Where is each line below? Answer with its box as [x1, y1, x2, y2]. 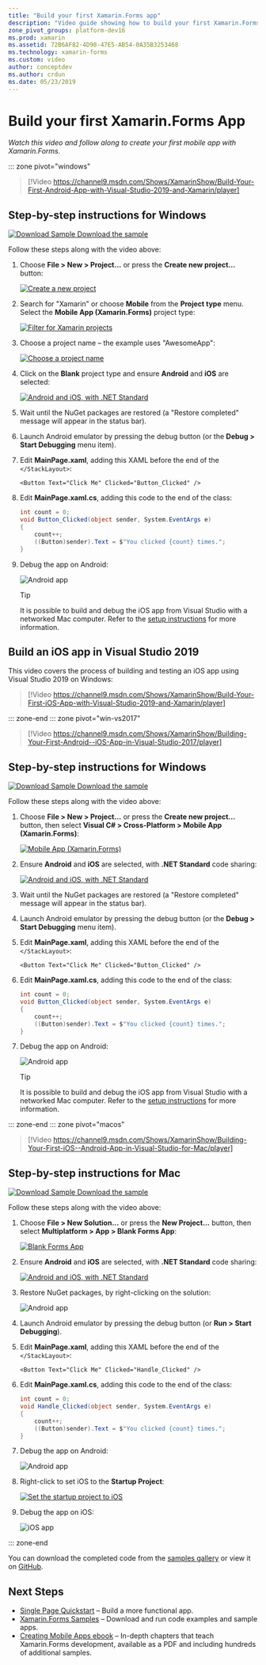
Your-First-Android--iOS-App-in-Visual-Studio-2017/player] [27, 738, 222, 747]
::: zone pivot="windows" [8, 161, 91, 171]
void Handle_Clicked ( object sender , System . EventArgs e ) [19, 1402, 212, 1411]
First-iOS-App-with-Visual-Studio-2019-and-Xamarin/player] [27, 698, 226, 708]
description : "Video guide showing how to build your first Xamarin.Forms [8, 19, 260, 27]
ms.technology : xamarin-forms [8, 48, 108, 56]
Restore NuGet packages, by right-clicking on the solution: [19, 1288, 211, 1298]
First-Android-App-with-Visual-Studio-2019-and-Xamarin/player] [27, 185, 240, 195]
